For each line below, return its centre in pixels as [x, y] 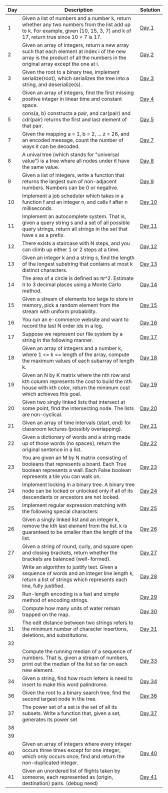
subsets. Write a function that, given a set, [71, 713]
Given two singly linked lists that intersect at [74, 402]
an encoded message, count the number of [73, 140]
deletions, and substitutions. [55, 635]
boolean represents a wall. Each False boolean [77, 470]
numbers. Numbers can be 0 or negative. [70, 188]
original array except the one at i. [61, 64]
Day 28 [148, 576]
